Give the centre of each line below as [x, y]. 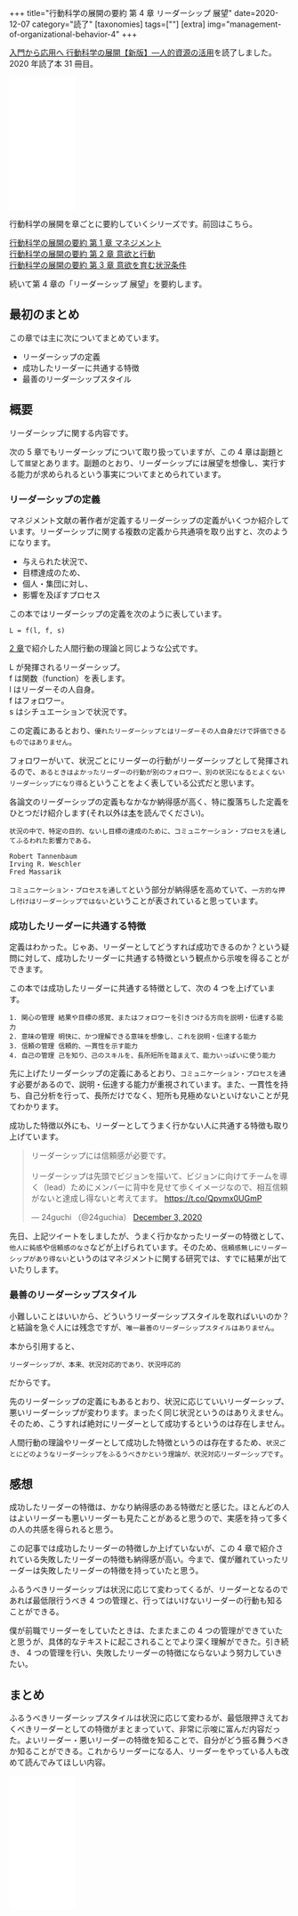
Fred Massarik [36, 872]
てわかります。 [36, 1107]
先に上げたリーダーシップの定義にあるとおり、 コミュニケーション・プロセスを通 [148, 1073]
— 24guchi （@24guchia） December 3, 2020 [117, 1217]
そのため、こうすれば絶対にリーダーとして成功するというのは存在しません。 [149, 1423]
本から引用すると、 [44, 1346]
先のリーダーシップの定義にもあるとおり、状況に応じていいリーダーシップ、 [149, 1401]
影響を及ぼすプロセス [61, 594]
